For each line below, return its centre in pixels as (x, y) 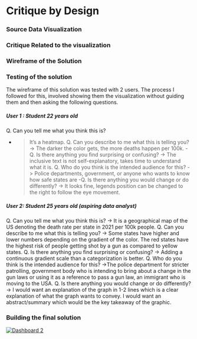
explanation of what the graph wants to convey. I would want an (84, 296)
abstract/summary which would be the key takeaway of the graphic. (89, 302)
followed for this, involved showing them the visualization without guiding (95, 96)
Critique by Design (52, 11)
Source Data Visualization (44, 30)
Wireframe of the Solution (44, 61)
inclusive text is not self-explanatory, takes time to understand (105, 161)
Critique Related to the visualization (58, 45)
